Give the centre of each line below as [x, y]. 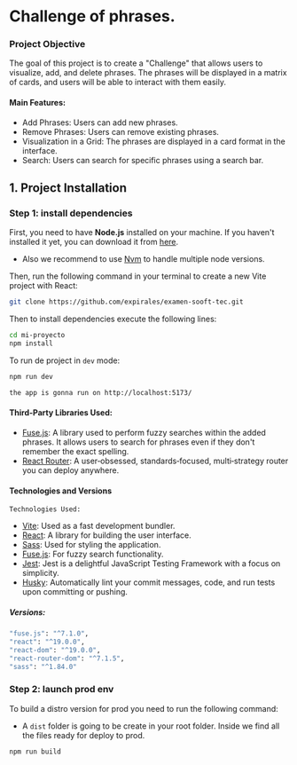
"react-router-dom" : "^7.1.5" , [67, 659]
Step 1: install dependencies [71, 213]
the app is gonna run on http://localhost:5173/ [101, 392]
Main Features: [38, 103]
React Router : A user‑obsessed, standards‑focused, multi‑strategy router [155, 461]
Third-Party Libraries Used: [61, 413]
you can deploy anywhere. [70, 470]
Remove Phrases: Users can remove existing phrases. [121, 131]
